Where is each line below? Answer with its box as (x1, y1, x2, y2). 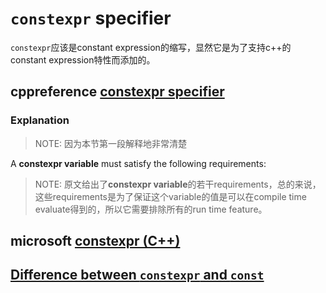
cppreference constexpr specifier (10, 83, 225, 101)
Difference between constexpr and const (10, 267, 265, 284)
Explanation (10, 113, 70, 127)
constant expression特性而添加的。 (10, 53, 156, 66)
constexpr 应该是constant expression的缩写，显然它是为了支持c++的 (10, 41, 292, 53)
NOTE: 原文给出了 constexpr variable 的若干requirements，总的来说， (34, 178, 322, 190)
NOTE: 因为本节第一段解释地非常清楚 (34, 137, 188, 149)
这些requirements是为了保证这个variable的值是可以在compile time (34, 190, 307, 202)
